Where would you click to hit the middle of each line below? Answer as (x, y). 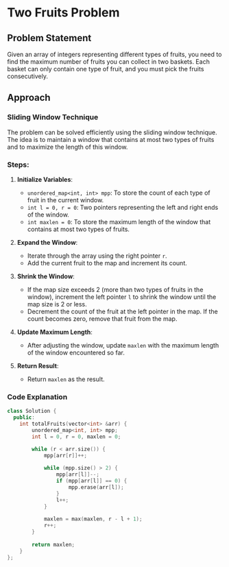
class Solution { (32, 411)
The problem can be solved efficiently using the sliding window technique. (112, 132)
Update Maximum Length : (55, 332)
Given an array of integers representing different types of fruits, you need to (114, 54)
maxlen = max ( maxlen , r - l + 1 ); (93, 519)
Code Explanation (37, 397)
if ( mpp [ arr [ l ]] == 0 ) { (92, 481)
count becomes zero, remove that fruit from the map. (102, 318)
